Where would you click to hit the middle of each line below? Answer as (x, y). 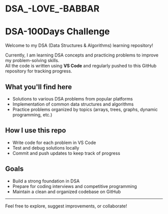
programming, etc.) (32, 114)
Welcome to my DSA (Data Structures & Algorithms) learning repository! (79, 45)
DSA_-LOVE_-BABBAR (52, 9)
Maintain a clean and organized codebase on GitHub (66, 191)
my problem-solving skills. (32, 60)
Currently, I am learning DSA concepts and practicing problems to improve (82, 55)
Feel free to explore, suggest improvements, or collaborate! (66, 206)
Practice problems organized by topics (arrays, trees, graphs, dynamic (85, 109)
